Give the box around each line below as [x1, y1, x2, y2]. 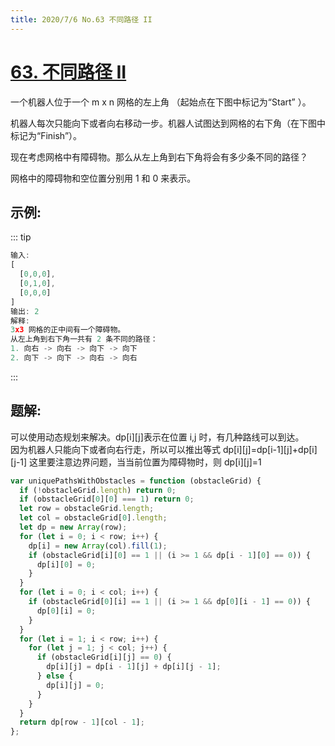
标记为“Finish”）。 [10, 129, 83, 141]
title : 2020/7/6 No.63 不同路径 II [10, 14, 153, 25]
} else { [36, 671, 74, 681]
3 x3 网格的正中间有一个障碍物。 [10, 325, 126, 335]
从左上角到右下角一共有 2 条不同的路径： [10, 334, 158, 345]
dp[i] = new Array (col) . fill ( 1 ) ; [28, 541, 168, 551]
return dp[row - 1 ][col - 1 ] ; [19, 717, 145, 728]
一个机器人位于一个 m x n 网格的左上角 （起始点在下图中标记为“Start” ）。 [10, 96, 312, 108]
